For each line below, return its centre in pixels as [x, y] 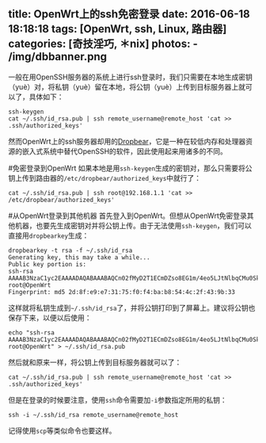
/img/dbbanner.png [58, 57]
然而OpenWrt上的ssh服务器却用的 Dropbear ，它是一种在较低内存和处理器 [127, 141]
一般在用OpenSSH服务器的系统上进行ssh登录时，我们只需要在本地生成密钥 [131, 77]
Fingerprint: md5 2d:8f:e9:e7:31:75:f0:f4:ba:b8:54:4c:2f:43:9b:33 [122, 292]
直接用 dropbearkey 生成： [49, 235]
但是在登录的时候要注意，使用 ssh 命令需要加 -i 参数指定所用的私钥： [118, 399]
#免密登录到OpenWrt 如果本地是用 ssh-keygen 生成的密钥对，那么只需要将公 [130, 168]
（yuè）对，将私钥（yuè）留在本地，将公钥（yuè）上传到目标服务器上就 [127, 86]
